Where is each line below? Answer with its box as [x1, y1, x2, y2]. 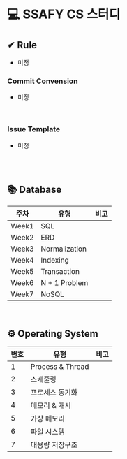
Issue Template [7, 124, 61, 134]
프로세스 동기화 [30, 388, 78, 398]
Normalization [40, 244, 87, 254]
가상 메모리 [30, 414, 65, 423]
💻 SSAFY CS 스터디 [7, 6, 121, 22]
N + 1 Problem [40, 278, 89, 288]
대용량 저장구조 [30, 440, 78, 450]
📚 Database [7, 183, 62, 196]
